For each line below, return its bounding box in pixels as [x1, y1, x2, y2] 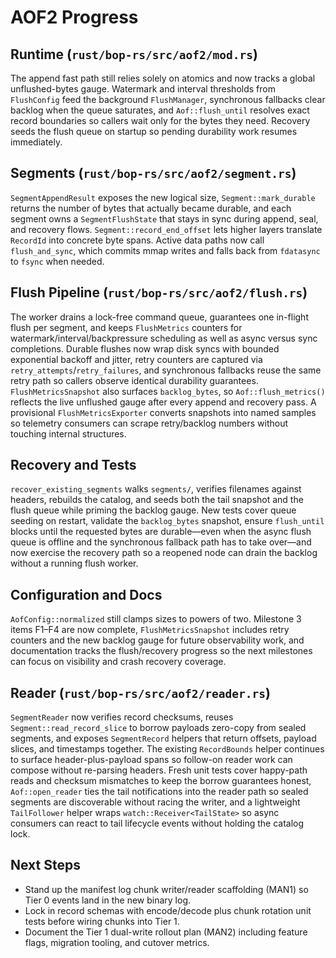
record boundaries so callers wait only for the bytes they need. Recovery [10, 115, 311, 126]
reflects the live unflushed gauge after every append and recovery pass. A [10, 396, 317, 408]
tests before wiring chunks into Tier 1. [24, 915, 180, 927]
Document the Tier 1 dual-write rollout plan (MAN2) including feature [24, 926, 308, 938]
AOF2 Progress [10, 6, 139, 29]
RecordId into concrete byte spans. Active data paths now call [10, 234, 265, 246]
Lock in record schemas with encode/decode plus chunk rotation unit [24, 904, 312, 916]
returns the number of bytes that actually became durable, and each [10, 202, 292, 214]
